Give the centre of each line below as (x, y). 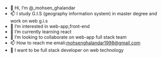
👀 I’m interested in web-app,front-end (50, 26)
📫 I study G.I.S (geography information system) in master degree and (84, 13)
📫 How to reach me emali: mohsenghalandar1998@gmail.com (75, 43)
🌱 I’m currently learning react (41, 32)
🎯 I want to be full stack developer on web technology (67, 50)
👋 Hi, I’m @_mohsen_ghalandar (43, 8)
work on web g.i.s (29, 21)
